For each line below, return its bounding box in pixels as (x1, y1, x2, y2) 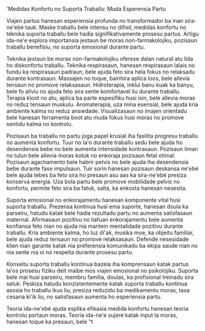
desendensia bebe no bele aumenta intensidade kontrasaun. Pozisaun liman (6, 146, 198, 152)
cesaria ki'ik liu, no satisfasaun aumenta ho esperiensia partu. (6, 293, 162, 300)
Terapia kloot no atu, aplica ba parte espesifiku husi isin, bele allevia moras (6, 95, 196, 101)
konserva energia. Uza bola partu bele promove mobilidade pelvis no (6, 178, 181, 185)
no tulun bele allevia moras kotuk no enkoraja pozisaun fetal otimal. (6, 152, 176, 159)
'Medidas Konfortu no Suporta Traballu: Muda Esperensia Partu (6, 6, 166, 12)
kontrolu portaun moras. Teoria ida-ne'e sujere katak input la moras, (6, 311, 178, 319)
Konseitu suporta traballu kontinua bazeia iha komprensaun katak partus (6, 260, 189, 268)
